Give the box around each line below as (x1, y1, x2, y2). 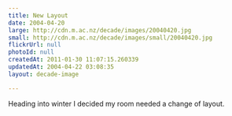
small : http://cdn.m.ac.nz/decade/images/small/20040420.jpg (8, 33, 213, 42)
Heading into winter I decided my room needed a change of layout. (8, 99, 225, 108)
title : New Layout (8, 11, 68, 20)
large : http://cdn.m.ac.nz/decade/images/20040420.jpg (8, 26, 192, 34)
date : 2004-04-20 (8, 19, 65, 27)
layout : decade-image (8, 70, 79, 78)
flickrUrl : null (8, 41, 61, 49)
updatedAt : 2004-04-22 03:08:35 (8, 63, 114, 71)
